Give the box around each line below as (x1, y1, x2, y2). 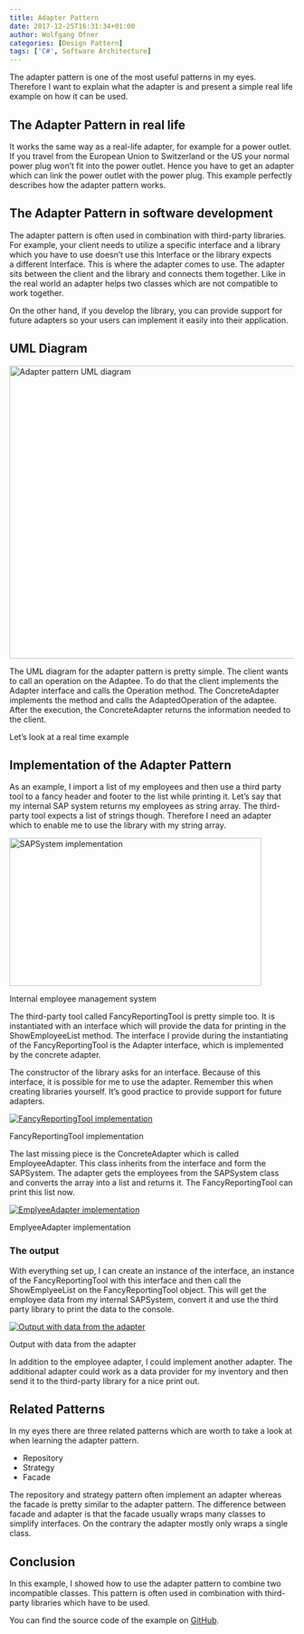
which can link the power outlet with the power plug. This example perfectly (9, 169, 292, 181)
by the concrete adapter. (9, 1050, 101, 1060)
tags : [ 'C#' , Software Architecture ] (9, 47, 152, 56)
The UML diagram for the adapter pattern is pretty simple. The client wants (9, 666, 289, 677)
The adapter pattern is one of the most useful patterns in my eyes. (9, 71, 257, 82)
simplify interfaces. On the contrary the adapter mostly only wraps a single (9, 1518, 288, 1529)
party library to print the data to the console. (9, 1304, 175, 1315)
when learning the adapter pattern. (9, 1435, 139, 1446)
